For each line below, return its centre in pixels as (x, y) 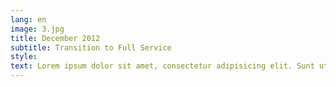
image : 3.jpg (37, 29)
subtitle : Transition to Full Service (91, 47)
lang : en (28, 19)
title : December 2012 (55, 38)
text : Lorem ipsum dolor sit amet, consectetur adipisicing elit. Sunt (162, 66)
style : (24, 57)
